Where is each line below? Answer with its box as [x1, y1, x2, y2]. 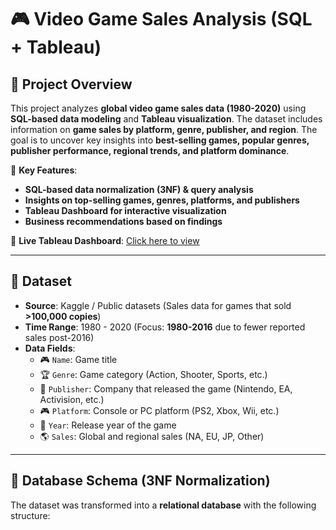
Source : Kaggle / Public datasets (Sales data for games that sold [24, 299, 292, 311]
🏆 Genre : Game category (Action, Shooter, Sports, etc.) [39, 368, 268, 380]
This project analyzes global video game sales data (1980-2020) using [10, 102, 307, 114]
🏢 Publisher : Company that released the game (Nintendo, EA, [39, 382, 293, 395]
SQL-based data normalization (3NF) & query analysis [24, 184, 254, 195]
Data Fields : [24, 342, 76, 354]
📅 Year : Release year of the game [39, 419, 177, 431]
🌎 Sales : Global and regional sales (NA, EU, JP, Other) [39, 430, 265, 442]
